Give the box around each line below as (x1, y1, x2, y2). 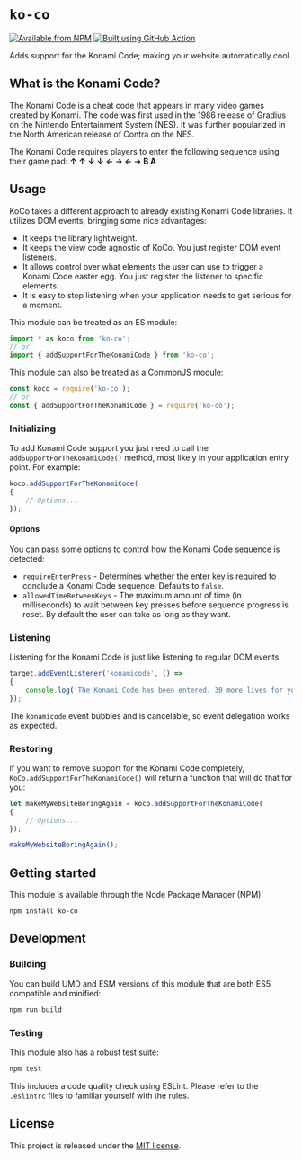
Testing (9, 1026, 43, 1039)
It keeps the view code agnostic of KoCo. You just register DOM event (22, 242, 281, 252)
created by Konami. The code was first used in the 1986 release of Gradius (9, 110, 286, 120)
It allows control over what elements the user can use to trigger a (22, 261, 263, 271)
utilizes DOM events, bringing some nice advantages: (9, 215, 207, 226)
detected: (9, 553, 45, 563)
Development (9, 931, 87, 946)
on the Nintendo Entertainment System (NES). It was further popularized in (9, 119, 286, 129)
